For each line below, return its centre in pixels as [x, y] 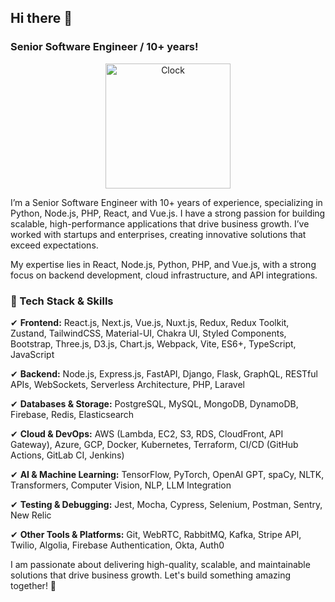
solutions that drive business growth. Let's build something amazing [151, 575]
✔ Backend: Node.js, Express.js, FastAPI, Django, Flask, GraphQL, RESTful [164, 373]
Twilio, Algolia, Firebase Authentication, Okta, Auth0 [117, 545]
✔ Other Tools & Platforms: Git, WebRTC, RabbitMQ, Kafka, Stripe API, [156, 534]
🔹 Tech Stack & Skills [62, 301]
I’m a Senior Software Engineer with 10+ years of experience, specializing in [166, 202]
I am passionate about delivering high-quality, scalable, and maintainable [160, 564]
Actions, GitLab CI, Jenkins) [67, 455]
